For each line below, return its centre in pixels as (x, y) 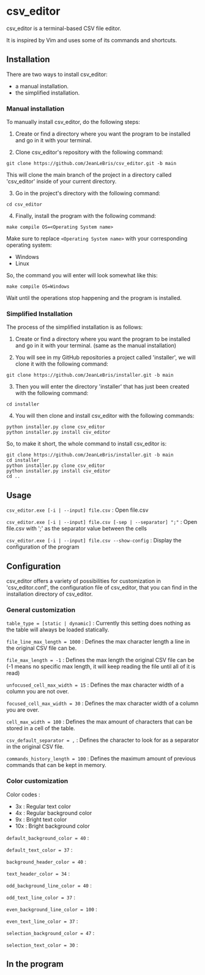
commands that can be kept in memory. (57, 765)
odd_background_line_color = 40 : (49, 885)
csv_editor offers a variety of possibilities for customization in (84, 580)
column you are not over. (38, 692)
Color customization (37, 781)
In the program (35, 964)
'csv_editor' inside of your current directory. (61, 182)
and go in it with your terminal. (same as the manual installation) (95, 345)
